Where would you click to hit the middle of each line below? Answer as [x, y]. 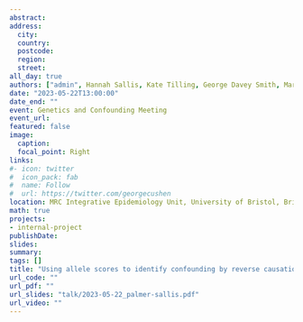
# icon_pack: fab [44, 177]
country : [34, 43]
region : [32, 60]
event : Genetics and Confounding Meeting [88, 110]
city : [28, 34]
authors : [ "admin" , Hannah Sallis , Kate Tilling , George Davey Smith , [145, 85]
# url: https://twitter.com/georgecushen [90, 194]
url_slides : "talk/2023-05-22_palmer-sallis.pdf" [105, 294]
